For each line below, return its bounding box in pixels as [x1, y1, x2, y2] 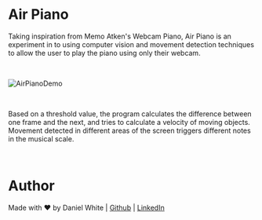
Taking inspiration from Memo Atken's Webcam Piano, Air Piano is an [8, 31, 231, 41]
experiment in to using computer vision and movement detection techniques [8, 39, 255, 49]
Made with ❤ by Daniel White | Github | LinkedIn [8, 203, 165, 212]
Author [8, 177, 55, 195]
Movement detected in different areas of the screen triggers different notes [8, 126, 251, 135]
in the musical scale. [8, 134, 75, 143]
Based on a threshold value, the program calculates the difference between [8, 108, 253, 119]
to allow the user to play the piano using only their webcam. [8, 48, 202, 57]
